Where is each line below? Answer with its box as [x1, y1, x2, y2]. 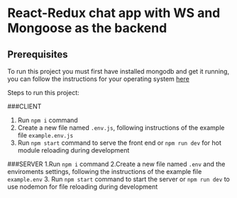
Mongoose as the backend [7, 20, 167, 36]
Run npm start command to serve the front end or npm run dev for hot [17, 138, 221, 147]
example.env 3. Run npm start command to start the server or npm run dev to [7, 175, 231, 183]
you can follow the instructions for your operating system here [7, 75, 189, 83]
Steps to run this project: [7, 89, 79, 97]
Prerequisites [7, 48, 68, 60]
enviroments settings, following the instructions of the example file [7, 167, 202, 175]
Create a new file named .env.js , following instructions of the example [17, 123, 225, 132]
